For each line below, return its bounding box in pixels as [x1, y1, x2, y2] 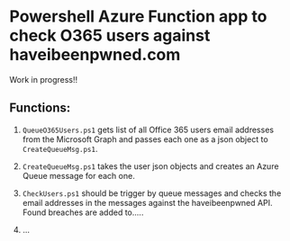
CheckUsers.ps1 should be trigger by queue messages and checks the [22, 187, 282, 199]
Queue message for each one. [22, 170, 135, 181]
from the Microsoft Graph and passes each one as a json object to [22, 133, 268, 145]
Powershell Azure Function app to [9, 6, 267, 27]
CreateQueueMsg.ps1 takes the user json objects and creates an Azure [22, 160, 279, 172]
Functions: [9, 101, 71, 116]
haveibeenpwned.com [9, 45, 181, 65]
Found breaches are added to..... [22, 207, 144, 218]
